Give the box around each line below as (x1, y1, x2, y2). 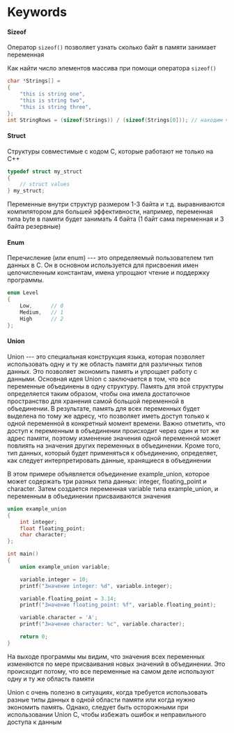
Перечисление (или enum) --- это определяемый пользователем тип (7, 254, 214, 262)
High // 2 (19, 315, 64, 322)
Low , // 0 (19, 303, 64, 310)
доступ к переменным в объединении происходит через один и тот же (7, 426, 219, 434)
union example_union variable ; (19, 563, 111, 570)
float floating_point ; (19, 524, 86, 532)
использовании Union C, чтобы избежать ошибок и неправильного (7, 710, 207, 718)
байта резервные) (7, 222, 61, 231)
